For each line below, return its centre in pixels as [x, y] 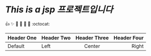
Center [92, 46]
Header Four [129, 38]
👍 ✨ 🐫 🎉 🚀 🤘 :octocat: [27, 24]
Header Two [56, 38]
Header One [22, 38]
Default [16, 46]
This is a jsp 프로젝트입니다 [59, 10]
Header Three [92, 38]
